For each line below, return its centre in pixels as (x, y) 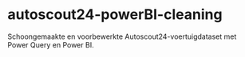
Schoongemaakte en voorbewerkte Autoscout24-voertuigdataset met (122, 36)
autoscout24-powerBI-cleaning (115, 15)
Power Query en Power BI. (51, 44)
